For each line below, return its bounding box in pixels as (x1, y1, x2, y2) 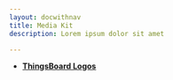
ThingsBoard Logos (21, 61, 97, 71)
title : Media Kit (9, 21, 74, 30)
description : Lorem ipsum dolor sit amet (9, 29, 165, 38)
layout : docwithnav (9, 12, 82, 22)
